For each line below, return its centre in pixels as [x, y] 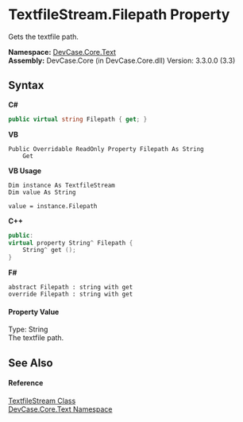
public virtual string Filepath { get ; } [78, 119]
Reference [26, 383]
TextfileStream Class [42, 401]
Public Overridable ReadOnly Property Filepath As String [106, 149]
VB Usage [25, 170]
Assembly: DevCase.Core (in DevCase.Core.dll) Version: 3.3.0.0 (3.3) [122, 60]
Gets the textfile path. [44, 37]
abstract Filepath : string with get [71, 288]
